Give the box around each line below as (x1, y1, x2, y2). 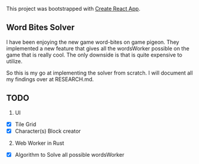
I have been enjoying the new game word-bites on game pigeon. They (6, 38, 180, 46)
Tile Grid (14, 120, 37, 128)
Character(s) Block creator (14, 127, 81, 135)
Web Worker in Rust (14, 139, 65, 147)
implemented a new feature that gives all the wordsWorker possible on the (6, 44, 190, 52)
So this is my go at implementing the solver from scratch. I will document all (6, 69, 193, 76)
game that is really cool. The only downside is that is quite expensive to (6, 51, 183, 58)
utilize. (6, 57, 23, 65)
